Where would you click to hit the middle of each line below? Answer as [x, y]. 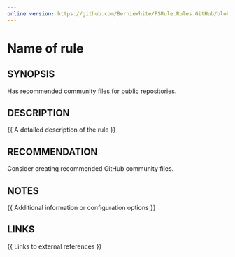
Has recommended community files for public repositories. [92, 91]
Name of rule [45, 48]
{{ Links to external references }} [55, 246]
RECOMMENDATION [52, 152]
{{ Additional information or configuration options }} [81, 208]
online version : [31, 14]
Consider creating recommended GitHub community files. [91, 169]
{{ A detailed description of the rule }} [62, 130]
